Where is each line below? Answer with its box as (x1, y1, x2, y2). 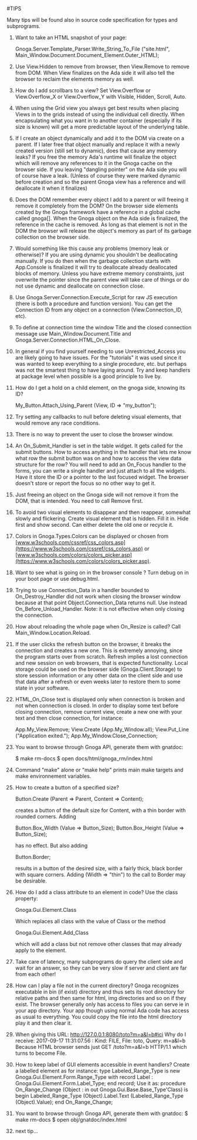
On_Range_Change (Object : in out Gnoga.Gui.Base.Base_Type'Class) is (15, 1086, 188, 1093)
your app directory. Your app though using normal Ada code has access (15, 1007, 189, 1014)
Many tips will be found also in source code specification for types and (6, 16, 178, 23)
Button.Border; (15, 854, 51, 860)
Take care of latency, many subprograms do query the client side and (15, 958, 184, 965)
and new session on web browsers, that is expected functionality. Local (15, 660, 188, 666)
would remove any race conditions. (15, 420, 100, 426)
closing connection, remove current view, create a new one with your (15, 708, 182, 715)
